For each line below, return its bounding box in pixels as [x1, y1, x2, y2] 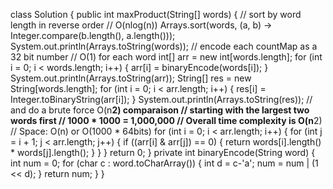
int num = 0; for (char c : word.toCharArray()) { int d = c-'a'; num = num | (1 [10, 157, 319, 169]
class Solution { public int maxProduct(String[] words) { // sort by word [10, 9, 302, 20]
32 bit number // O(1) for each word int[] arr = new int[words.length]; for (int [10, 51, 323, 63]
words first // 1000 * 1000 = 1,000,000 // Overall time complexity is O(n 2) [10, 115, 323, 126]
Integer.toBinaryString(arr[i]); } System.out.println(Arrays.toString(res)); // [10, 94, 313, 105]
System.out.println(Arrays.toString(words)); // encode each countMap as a [10, 40, 318, 52]
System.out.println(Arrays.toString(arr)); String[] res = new [10, 72, 252, 84]
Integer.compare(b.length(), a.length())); [10, 30, 176, 41]
